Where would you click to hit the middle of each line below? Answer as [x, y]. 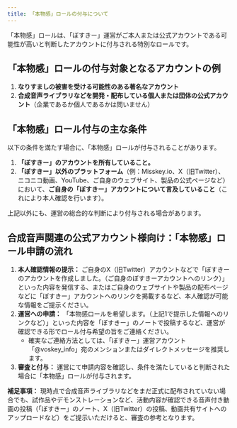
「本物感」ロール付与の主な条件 [77, 129]
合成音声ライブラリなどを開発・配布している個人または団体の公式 [114, 96]
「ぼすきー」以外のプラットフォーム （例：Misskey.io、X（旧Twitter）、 [121, 172]
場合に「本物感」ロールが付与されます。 [76, 376]
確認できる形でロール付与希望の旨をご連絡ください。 [95, 331]
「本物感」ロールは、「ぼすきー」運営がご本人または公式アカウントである [114, 35]
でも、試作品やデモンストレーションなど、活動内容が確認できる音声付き [118, 400]
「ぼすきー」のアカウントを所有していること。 [86, 163]
